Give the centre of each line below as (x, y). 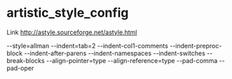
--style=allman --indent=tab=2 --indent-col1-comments (88, 45)
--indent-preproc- (196, 45)
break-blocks (26, 60)
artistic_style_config (68, 13)
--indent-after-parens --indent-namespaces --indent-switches (115, 53)
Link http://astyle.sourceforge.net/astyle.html (72, 32)
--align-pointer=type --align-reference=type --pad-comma (132, 60)
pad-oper (20, 68)
